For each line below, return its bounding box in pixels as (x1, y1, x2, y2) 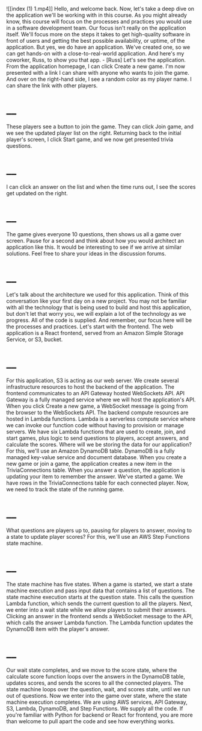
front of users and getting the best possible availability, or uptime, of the (6, 37, 185, 44)
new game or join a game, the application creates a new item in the (6, 460, 173, 467)
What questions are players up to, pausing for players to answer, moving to (6, 527, 192, 534)
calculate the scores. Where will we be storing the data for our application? (6, 441, 192, 448)
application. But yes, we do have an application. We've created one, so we (6, 43, 191, 51)
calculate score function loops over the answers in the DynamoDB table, (6, 673, 185, 680)
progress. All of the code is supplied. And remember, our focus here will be (6, 316, 192, 324)
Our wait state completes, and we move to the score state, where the (6, 666, 177, 674)
